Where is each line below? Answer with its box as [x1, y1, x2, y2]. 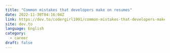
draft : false [5, 40, 33, 45]
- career [10, 36, 28, 41]
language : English [5, 26, 44, 31]
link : [5, 17, 17, 22]
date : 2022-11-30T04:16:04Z [5, 12, 65, 17]
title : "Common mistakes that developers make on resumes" [5, 7, 133, 13]
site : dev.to [5, 21, 33, 27]
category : [5, 31, 26, 36]
